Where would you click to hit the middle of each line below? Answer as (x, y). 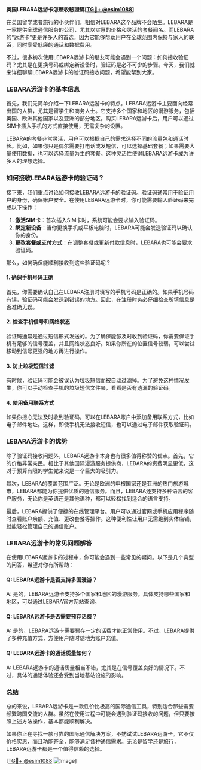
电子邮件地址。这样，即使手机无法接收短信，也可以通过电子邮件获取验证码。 (100, 425)
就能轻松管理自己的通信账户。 (43, 526)
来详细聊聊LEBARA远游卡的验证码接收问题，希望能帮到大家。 (82, 72)
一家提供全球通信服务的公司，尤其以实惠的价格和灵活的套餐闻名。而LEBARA (100, 30)
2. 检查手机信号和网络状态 (38, 322)
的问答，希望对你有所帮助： (40, 565)
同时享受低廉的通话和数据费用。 (56, 45)
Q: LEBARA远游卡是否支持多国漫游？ (52, 580)
